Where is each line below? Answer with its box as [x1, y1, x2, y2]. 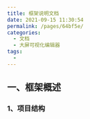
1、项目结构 [7, 104, 46, 114]
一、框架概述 [7, 81, 61, 93]
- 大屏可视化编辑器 [13, 42, 60, 49]
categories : [7, 29, 41, 36]
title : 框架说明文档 [7, 10, 59, 17]
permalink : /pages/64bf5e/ [7, 23, 84, 29]
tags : [7, 49, 22, 55]
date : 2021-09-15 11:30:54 [7, 16, 84, 23]
